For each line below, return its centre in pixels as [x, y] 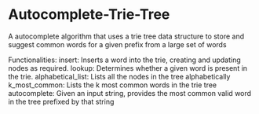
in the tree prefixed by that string [61, 101]
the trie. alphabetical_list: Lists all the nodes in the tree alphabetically [119, 76]
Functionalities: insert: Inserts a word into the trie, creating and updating [124, 60]
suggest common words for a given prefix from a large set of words [117, 44]
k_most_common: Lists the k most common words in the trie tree [113, 85]
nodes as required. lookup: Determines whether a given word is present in [128, 68]
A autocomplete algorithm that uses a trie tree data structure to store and [126, 36]
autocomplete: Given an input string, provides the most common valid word [130, 93]
